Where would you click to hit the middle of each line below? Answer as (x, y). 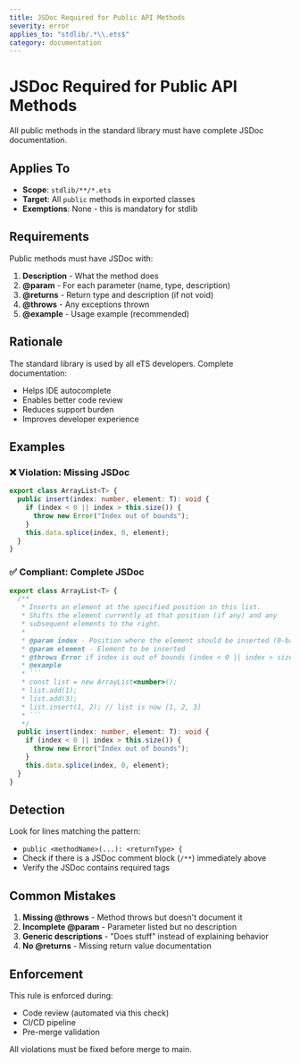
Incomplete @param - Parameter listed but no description (129, 927)
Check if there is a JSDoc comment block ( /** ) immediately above (144, 858)
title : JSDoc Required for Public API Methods (97, 17)
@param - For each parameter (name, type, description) (126, 285)
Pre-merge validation (61, 1032)
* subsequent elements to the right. (92, 624)
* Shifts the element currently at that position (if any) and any (149, 616)
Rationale (36, 342)
